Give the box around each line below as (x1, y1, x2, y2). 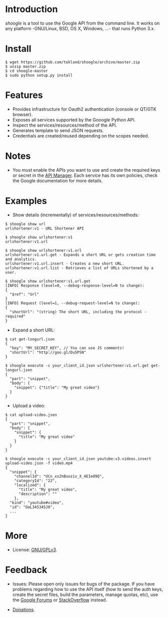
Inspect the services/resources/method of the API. (12, 122, 117, 128)
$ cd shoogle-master (5, 68, 49, 73)
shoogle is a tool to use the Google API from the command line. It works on (5, 20, 160, 26)
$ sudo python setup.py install (5, 73, 73, 78)
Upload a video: (12, 403, 46, 409)
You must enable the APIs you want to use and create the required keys (12, 167, 160, 173)
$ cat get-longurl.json (5, 336, 55, 342)
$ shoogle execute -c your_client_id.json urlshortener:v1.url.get (5, 363, 149, 368)
